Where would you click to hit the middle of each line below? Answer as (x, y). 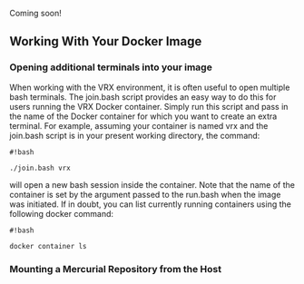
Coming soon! (35, 13)
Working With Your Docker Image (106, 41)
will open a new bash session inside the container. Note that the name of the (152, 184)
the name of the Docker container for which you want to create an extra (143, 116)
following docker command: (62, 213)
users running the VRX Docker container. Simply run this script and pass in (149, 106)
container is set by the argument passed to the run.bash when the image (145, 194)
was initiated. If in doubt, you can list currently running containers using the (151, 204)
